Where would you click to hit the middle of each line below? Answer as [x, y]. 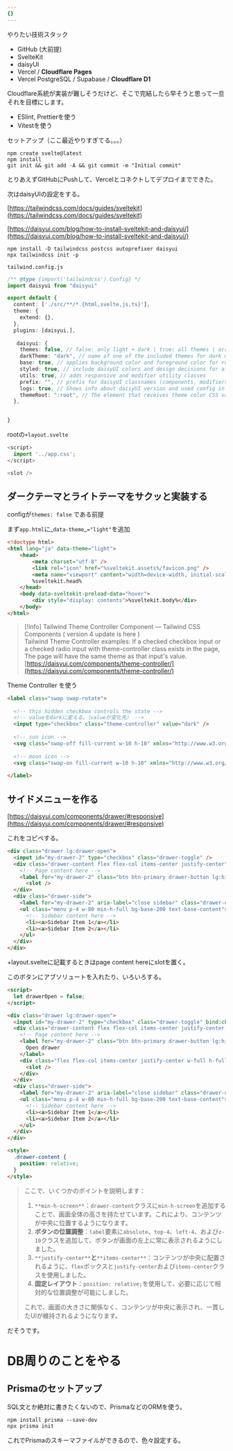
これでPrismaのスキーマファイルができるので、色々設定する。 [96, 1441]
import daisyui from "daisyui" [52, 285]
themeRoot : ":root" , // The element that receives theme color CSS [119, 395]
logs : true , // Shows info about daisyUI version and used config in [122, 388]
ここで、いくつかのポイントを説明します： [85, 1191]
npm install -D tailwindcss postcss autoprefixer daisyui [93, 249]
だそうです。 [25, 1330]
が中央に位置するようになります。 [83, 1223]
